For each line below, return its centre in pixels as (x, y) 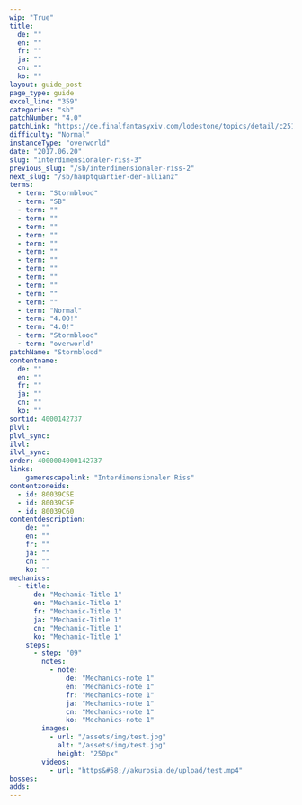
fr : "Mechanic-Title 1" (78, 612)
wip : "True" (31, 18)
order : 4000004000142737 (56, 461)
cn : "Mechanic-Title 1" (78, 628)
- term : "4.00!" (48, 319)
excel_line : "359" (44, 101)
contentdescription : (48, 519)
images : (56, 729)
